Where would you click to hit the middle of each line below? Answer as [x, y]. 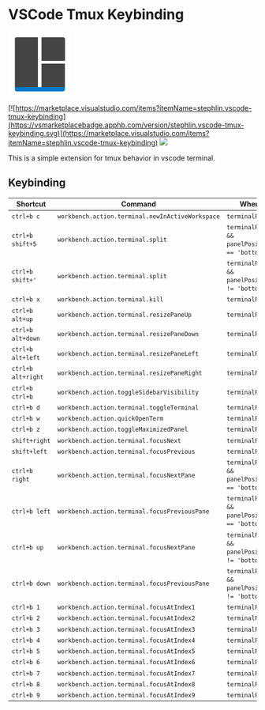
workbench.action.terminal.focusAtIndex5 [126, 651]
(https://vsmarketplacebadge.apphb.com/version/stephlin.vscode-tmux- [126, 125]
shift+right [31, 440]
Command [138, 204]
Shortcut [31, 204]
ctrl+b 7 [26, 674]
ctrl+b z [26, 430]
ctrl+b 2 [26, 618]
